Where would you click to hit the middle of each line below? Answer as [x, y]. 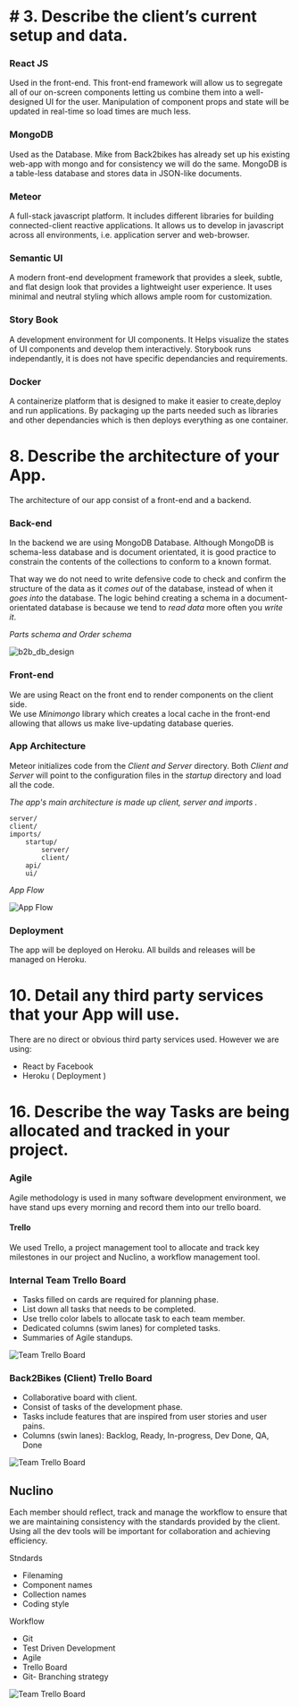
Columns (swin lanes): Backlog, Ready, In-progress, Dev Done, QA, [145, 1436]
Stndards [26, 1558]
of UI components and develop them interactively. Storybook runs [130, 349]
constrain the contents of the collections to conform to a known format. [141, 562]
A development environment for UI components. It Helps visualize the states [149, 339]
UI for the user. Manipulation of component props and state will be [168, 102]
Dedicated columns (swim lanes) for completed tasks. [121, 1328]
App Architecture [48, 747]
